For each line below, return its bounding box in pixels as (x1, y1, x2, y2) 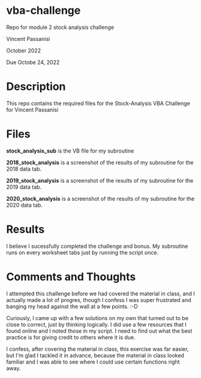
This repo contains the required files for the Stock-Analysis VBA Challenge (6, 99, 190, 107)
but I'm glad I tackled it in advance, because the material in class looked (6, 351, 184, 359)
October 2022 (6, 46, 41, 54)
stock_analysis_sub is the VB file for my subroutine (6, 147, 134, 154)
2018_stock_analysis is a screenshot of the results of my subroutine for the (6, 159, 194, 166)
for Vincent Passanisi (6, 106, 59, 113)
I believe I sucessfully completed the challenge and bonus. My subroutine (6, 242, 188, 250)
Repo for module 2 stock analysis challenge (6, 24, 115, 31)
